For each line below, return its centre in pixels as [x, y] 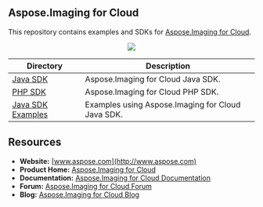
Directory [45, 66]
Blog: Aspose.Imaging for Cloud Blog [79, 194]
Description [168, 66]
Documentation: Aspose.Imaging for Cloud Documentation [115, 178]
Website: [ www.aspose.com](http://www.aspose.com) [108, 161]
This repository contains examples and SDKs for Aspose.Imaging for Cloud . [130, 31]
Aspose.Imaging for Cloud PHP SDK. [152, 92]
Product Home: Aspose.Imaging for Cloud [88, 169]
